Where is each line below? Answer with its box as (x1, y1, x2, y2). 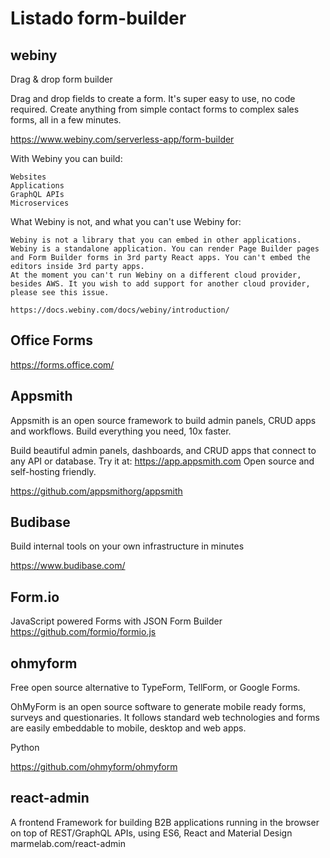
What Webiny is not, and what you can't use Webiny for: (10, 216, 242, 227)
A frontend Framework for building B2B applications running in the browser (10, 816, 320, 828)
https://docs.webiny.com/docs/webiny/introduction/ (10, 305, 230, 315)
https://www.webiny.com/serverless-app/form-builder (10, 133, 235, 145)
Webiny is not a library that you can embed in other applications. (10, 235, 302, 245)
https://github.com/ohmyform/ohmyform (10, 761, 178, 773)
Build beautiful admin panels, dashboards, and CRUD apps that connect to (10, 444, 317, 456)
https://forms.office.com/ (10, 358, 115, 371)
